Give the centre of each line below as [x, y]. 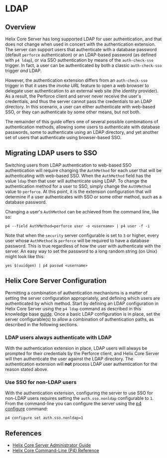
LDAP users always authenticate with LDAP [58, 337]
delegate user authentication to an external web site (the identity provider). [82, 91]
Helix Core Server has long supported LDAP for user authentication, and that [83, 39]
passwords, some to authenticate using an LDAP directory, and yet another [82, 132]
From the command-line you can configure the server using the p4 [73, 404]
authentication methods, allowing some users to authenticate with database [83, 127]
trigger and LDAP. [24, 71]
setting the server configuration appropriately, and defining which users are [83, 298]
